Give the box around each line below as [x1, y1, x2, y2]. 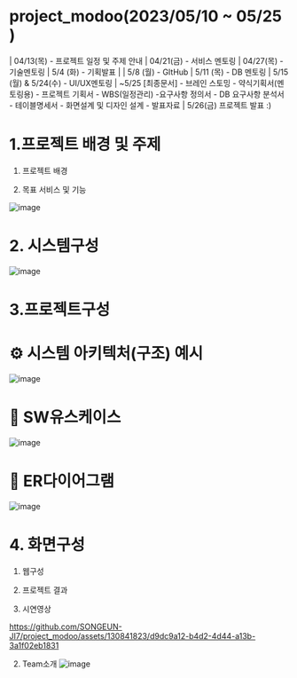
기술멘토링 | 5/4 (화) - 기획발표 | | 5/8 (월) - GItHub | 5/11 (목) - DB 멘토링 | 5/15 [9, 67, 289, 77]
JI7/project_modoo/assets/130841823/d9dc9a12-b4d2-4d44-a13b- [9, 630, 256, 641]
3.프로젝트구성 [9, 300, 111, 319]
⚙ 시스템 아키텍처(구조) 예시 [9, 343, 204, 364]
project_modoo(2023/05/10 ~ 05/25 [9, 6, 282, 27]
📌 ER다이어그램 [9, 471, 115, 492]
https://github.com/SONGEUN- [9, 621, 122, 632]
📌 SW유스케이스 [9, 407, 121, 428]
